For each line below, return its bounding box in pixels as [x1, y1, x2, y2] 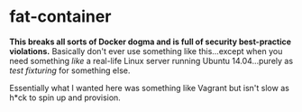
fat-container [9, 6, 112, 27]
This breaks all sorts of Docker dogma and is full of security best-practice [9, 36, 291, 47]
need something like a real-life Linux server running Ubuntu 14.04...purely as [9, 55, 294, 66]
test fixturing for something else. [9, 65, 131, 76]
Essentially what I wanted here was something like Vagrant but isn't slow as [9, 82, 290, 93]
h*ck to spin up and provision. [9, 92, 122, 103]
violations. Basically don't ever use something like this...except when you [9, 45, 283, 56]
